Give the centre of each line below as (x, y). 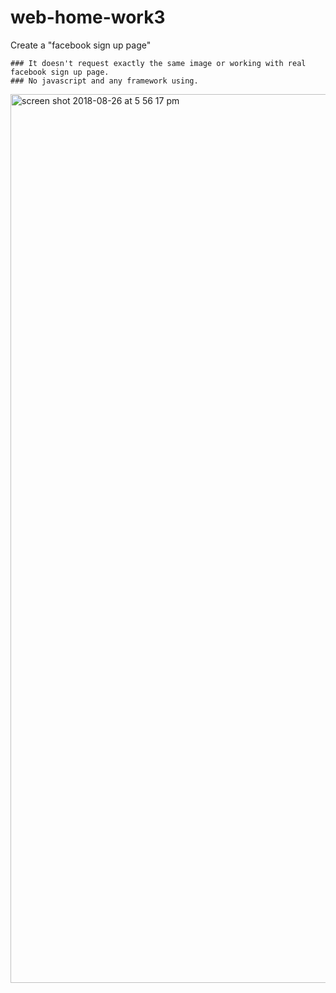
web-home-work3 (88, 17)
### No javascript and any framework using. (104, 81)
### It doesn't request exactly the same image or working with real (158, 63)
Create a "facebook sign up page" (81, 45)
